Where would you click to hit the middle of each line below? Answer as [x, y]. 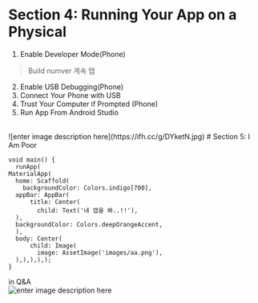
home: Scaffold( [42, 181]
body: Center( [39, 239]
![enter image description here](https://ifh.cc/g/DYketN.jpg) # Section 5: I [129, 136]
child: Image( [53, 246]
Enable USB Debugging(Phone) [72, 87]
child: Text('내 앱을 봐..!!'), [88, 211]
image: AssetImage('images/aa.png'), [100, 252]
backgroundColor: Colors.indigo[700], [87, 188]
